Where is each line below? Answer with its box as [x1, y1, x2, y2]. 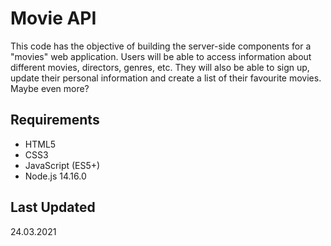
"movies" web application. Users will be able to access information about [10, 50, 312, 62]
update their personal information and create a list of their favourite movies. [10, 72, 322, 84]
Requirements [10, 112, 100, 129]
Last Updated [10, 199, 96, 216]
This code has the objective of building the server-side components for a [10, 40, 312, 52]
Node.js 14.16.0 [24, 170, 87, 182]
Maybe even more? [10, 82, 90, 94]
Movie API [10, 7, 97, 30]
